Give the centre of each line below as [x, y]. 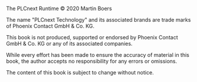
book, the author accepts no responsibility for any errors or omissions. [92, 61]
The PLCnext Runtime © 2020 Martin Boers [59, 8]
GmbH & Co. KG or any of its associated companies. [69, 44]
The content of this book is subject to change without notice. [80, 72]
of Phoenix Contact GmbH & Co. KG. [50, 26]
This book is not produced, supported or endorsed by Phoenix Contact [92, 37]
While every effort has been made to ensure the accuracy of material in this [98, 55]
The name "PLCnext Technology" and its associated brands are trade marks [98, 20]
